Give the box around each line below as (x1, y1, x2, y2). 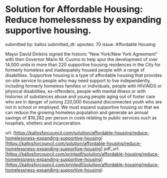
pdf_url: (103, 145, 119, 151)
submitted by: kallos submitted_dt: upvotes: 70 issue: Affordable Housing (5, 41, 156, 47)
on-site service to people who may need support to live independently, (5, 77, 151, 83)
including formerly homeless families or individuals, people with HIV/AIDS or (5, 82, 162, 88)
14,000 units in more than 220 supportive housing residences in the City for (5, 61, 161, 67)
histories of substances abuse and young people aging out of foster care (5, 93, 155, 99)
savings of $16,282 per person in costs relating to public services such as (5, 114, 157, 120)
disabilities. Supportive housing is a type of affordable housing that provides (5, 72, 162, 78)
